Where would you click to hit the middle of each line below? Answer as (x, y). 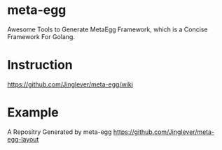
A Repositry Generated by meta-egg (60, 132)
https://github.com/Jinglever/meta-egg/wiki (70, 84)
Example (33, 113)
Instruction (40, 65)
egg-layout (23, 139)
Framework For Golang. (41, 36)
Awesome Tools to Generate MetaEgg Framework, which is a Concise (107, 29)
